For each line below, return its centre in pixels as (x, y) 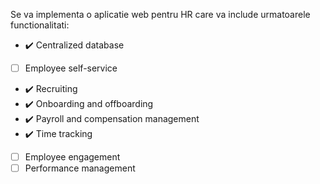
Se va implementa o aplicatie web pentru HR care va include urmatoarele (160, 14)
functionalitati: (40, 25)
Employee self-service (71, 68)
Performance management (80, 168)
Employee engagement (72, 157)
